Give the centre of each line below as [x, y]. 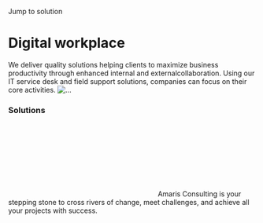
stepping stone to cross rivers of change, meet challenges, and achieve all [129, 203]
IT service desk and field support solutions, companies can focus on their [128, 81]
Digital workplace [67, 43]
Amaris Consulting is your [199, 194]
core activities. [32, 90]
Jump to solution [35, 11]
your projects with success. [53, 210]
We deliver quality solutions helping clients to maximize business [113, 64]
